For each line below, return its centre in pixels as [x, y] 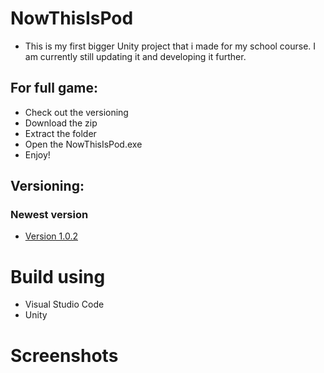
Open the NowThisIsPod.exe [83, 144]
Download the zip [61, 123]
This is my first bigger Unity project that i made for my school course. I [170, 46]
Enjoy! [37, 154]
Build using [58, 276]
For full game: [54, 88]
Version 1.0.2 [51, 236]
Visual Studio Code [64, 304]
